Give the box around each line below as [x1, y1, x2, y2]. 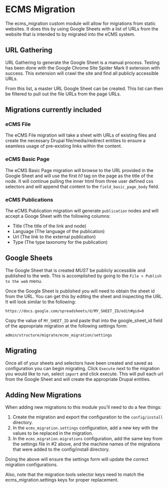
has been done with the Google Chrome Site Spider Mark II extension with [5, 64, 160, 71]
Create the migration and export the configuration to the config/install [12, 414, 163, 420]
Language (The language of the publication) [12, 229, 105, 235]
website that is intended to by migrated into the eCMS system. [5, 31, 136, 37]
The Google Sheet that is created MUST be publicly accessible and [5, 267, 146, 273]
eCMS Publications [5, 196, 53, 203]
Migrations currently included [5, 106, 102, 114]
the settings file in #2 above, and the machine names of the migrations [12, 441, 160, 447]
